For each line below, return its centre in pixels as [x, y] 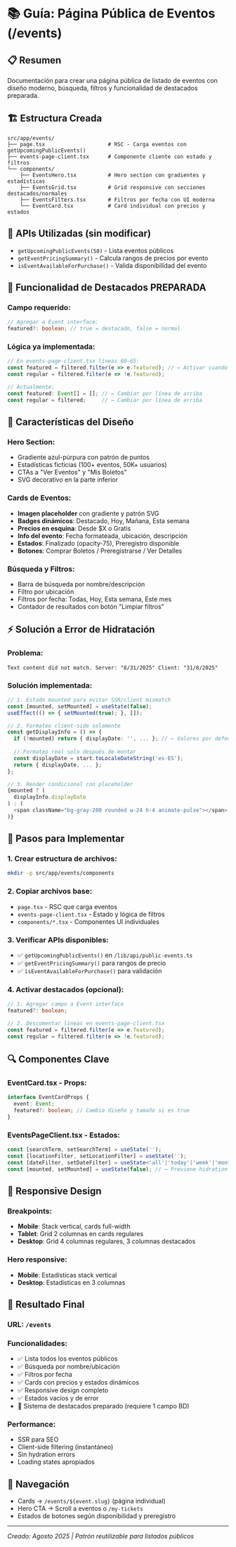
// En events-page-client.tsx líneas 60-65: [73, 361]
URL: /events [29, 1324]
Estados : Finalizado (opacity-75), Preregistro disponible [98, 543]
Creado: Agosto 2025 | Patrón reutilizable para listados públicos [101, 1536]
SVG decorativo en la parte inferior [67, 480]
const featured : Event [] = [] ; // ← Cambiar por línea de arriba [105, 393]
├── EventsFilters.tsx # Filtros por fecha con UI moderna [118, 200]
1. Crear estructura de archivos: [62, 859]
